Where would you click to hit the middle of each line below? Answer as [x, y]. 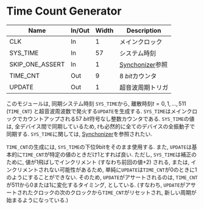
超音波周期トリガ [144, 87]
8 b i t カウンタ [138, 76]
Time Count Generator [64, 11]
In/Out [80, 30]
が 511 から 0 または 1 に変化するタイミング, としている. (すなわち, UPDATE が [96, 185]
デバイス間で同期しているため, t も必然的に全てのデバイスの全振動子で [107, 126]
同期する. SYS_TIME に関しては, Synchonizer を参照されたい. [79, 134]
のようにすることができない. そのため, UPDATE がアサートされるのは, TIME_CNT [102, 177]
